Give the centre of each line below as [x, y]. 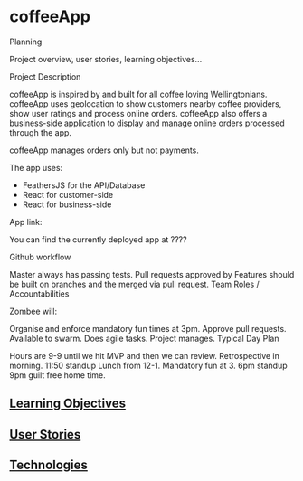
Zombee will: [33, 311]
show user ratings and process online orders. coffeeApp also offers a [138, 113]
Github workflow [40, 257]
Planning [26, 42]
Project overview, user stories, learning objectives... [106, 59]
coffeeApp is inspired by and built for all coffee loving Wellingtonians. [138, 94]
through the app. [41, 132]
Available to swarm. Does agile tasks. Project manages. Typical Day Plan [144, 338]
